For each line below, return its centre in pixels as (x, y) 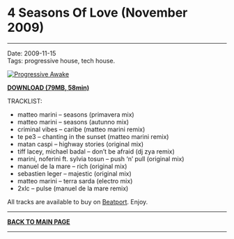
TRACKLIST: (25, 101)
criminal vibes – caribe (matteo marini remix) (81, 129)
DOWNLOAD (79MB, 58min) (48, 88)
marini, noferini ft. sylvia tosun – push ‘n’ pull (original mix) (101, 158)
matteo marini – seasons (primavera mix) (76, 114)
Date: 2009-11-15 (32, 53)
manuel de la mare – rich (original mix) (72, 166)
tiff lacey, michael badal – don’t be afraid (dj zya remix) (96, 151)
